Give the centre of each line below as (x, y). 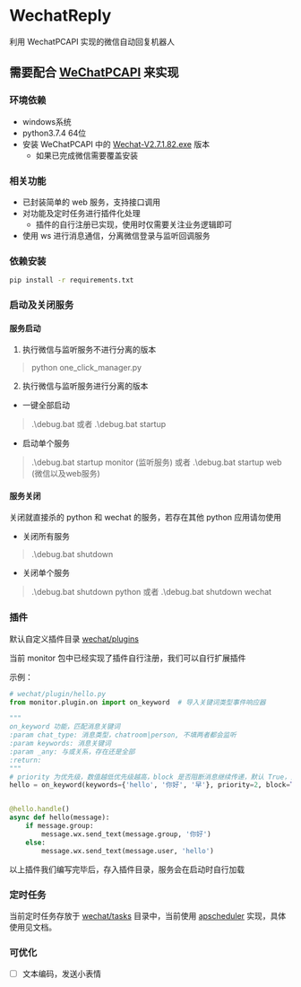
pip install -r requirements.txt (72, 280)
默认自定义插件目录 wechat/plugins (74, 639)
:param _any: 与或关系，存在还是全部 (72, 751)
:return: (26, 760)
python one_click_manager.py (86, 368)
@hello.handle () (39, 809)
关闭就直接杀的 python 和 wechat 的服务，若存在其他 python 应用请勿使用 (146, 518)
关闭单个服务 (46, 573)
